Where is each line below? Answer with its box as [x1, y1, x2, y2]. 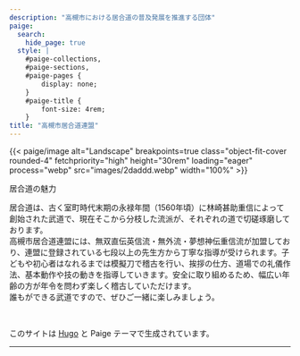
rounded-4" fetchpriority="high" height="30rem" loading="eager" [9, 156, 253, 165]
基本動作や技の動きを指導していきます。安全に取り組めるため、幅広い [24, 269, 283, 280]
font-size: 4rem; [41, 105, 105, 114]
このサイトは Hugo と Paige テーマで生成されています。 [9, 328, 214, 338]
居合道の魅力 [9, 183, 56, 193]
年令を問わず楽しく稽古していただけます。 [39, 281, 196, 291]
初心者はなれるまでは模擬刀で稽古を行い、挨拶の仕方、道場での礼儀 [32, 259, 283, 268]
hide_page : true [25, 38, 87, 47]
